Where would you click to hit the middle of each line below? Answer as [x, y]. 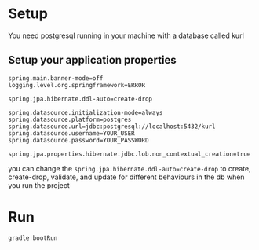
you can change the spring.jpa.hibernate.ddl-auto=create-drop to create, [129, 168]
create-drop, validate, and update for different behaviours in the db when [126, 177]
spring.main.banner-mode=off [56, 78]
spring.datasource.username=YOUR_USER [71, 133]
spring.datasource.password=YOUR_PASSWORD [78, 140]
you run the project [39, 185]
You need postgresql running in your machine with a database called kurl [126, 35]
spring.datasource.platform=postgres [70, 119]
